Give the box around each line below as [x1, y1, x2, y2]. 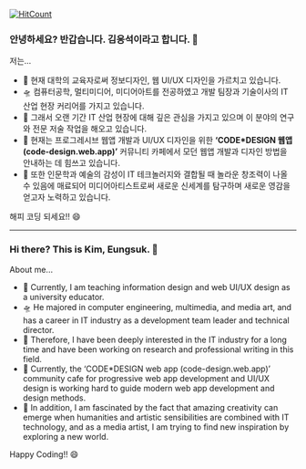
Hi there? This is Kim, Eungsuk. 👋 [9, 243, 158, 255]
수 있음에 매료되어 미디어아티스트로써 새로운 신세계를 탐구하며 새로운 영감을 [22, 181, 291, 192]
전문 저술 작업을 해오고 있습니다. [32, 123, 148, 134]
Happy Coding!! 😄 [9, 448, 79, 460]
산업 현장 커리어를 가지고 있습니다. [22, 100, 145, 111]
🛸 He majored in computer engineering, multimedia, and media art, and [22, 301, 292, 312]
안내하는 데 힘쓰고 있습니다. [22, 158, 121, 169]
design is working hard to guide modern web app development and [22, 382, 275, 393]
